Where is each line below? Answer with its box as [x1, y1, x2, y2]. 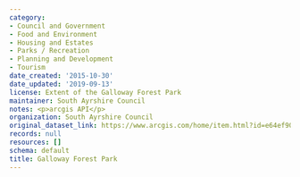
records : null [9, 130, 62, 139]
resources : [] [9, 138, 62, 147]
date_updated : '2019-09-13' [9, 80, 114, 88]
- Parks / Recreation [9, 46, 90, 55]
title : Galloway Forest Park [9, 154, 118, 164]
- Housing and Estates [9, 38, 94, 47]
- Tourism [9, 63, 46, 72]
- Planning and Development [9, 55, 114, 63]
